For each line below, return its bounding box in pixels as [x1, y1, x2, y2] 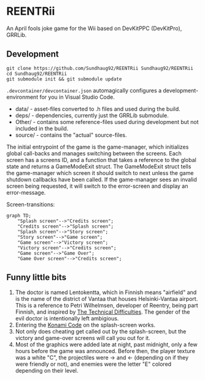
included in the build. [15, 125, 69, 132]
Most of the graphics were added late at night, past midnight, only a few [15, 341, 198, 348]
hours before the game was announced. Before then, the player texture [15, 347, 195, 354]
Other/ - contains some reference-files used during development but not [15, 118, 199, 125]
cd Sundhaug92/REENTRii [6, 71, 68, 77]
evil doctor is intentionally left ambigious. [15, 314, 119, 322]
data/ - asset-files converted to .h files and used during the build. [15, 105, 181, 112]
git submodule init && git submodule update [6, 76, 122, 82]
